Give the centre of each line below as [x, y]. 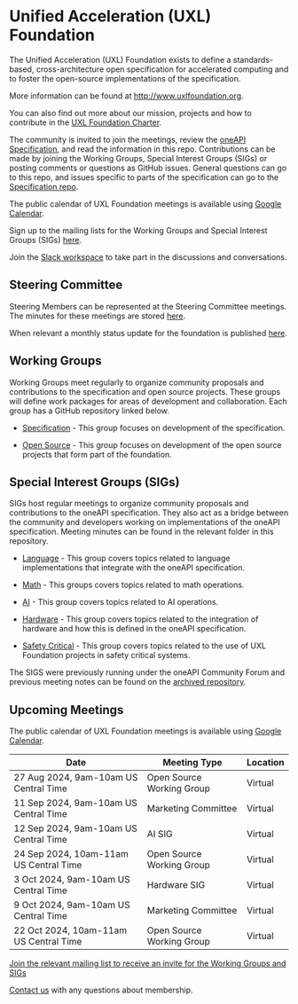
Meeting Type [193, 763]
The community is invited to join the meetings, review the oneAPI [128, 139]
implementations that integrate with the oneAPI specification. [133, 568]
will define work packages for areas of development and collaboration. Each [149, 401]
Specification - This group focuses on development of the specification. [153, 427]
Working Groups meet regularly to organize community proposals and [137, 382]
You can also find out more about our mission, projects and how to [131, 113]
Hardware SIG [176, 885]
